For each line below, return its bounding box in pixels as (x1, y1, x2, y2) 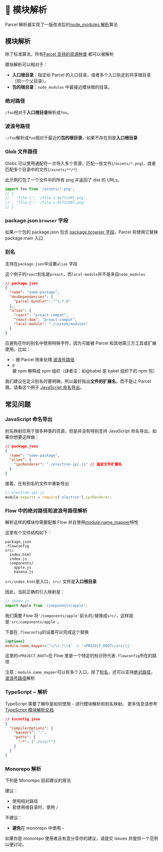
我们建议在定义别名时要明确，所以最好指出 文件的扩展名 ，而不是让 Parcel (5, 378, 151, 384)
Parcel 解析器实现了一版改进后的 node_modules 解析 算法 (5, 21, 118, 27)
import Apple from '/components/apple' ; (5, 603, 89, 608)
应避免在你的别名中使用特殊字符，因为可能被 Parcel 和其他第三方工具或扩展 (5, 340, 157, 346)
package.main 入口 (5, 235, 43, 241)
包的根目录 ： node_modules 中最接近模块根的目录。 (12, 84, 112, 90)
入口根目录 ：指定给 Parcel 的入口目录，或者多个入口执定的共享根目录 (12, 72, 151, 78)
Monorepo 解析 (5, 765, 41, 772)
